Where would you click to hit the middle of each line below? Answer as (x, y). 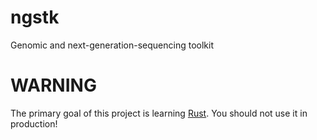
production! (34, 123)
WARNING (53, 85)
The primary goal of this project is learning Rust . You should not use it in (159, 113)
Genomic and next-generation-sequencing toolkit (112, 45)
